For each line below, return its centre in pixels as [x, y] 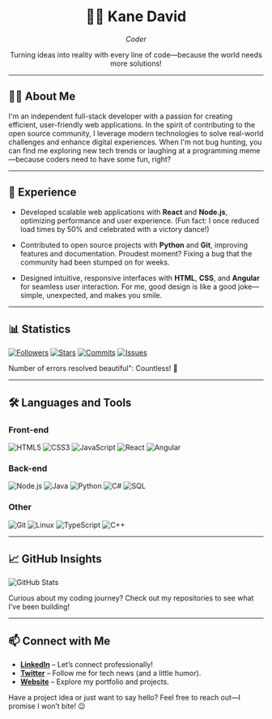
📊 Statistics [40, 329]
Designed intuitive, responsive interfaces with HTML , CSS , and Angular [140, 278]
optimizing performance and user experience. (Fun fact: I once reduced [139, 220]
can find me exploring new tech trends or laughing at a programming [123, 150]
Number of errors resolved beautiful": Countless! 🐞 [93, 368]
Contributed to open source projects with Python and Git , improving [134, 245]
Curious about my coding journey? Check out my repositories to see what [131, 598]
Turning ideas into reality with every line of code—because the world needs [136, 54]
